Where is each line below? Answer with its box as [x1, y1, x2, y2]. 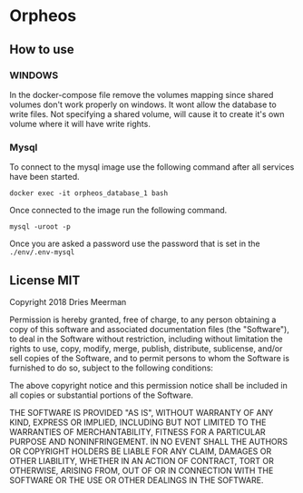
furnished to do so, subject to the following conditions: [9, 362, 213, 373]
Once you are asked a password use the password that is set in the [9, 238, 260, 250]
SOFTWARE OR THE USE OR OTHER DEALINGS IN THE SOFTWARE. [9, 474, 264, 486]
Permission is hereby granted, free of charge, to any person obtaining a [9, 314, 277, 325]
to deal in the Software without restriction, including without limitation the [9, 333, 283, 344]
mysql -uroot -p [9, 222, 71, 232]
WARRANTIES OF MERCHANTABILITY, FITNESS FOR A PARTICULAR [9, 426, 266, 437]
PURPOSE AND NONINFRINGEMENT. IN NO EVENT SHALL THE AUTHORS [9, 436, 288, 447]
